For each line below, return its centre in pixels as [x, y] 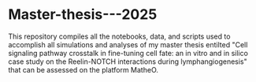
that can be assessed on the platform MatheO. [83, 69]
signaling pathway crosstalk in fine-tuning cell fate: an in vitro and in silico [128, 53]
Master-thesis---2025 [83, 15]
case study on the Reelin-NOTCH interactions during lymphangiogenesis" [128, 61]
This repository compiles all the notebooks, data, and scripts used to [119, 36]
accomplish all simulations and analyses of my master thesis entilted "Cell [128, 44]
